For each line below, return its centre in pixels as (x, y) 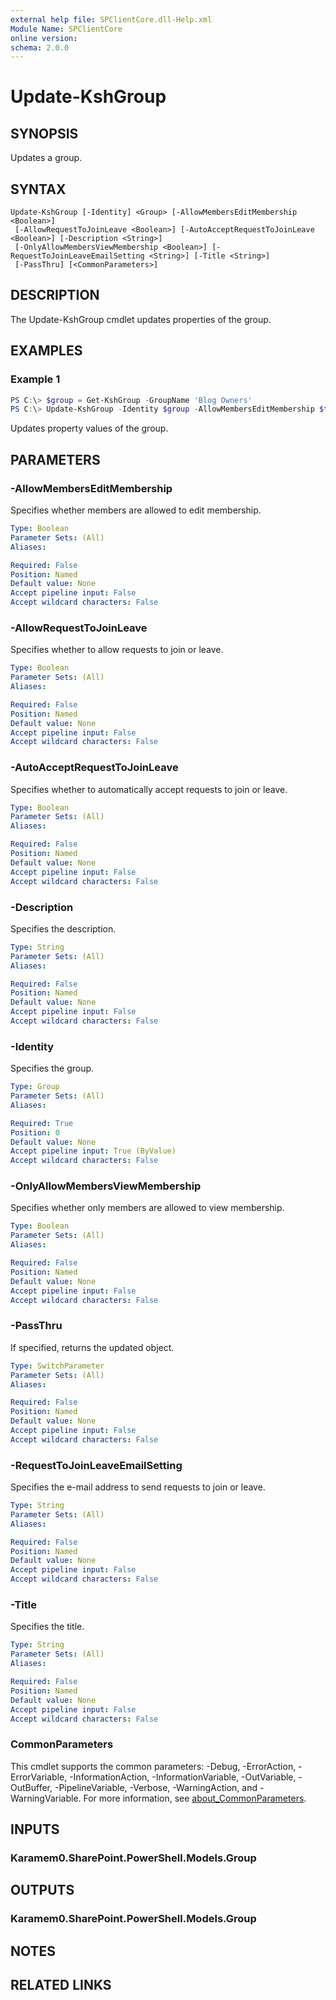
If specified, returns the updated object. (92, 1347)
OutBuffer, (31, 1787)
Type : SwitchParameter (57, 1366)
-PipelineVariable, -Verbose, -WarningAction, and (156, 1787)
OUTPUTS (42, 1890)
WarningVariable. (46, 1798)
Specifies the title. (47, 1627)
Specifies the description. (63, 928)
